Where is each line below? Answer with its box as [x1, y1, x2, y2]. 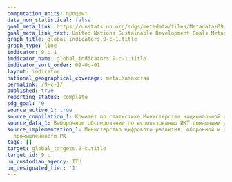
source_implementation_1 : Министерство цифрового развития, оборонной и [7, 126, 221, 133]
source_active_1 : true [7, 107, 72, 113]
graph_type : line [7, 42, 57, 49]
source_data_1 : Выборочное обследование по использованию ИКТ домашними [7, 119, 221, 127]
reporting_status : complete [7, 94, 88, 101]
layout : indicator [7, 68, 60, 75]
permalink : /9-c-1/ [7, 81, 64, 88]
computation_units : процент [7, 10, 88, 17]
